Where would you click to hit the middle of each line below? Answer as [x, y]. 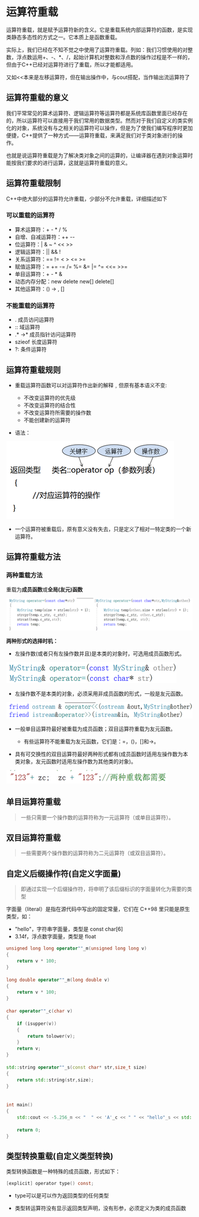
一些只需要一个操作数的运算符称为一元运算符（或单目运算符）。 [97, 817]
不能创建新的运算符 [47, 420]
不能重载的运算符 [31, 305]
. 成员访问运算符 [34, 320]
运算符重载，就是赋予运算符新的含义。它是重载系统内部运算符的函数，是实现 [99, 30]
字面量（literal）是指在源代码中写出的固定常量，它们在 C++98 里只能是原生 [98, 909]
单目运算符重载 [33, 802]
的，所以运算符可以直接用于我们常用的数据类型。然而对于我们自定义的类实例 [99, 120]
